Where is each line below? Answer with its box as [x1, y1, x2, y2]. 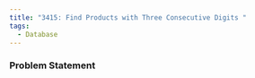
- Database [17, 30, 58, 39]
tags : [9, 22, 30, 30]
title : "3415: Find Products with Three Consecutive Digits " [9, 13, 247, 22]
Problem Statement [9, 59, 96, 72]
